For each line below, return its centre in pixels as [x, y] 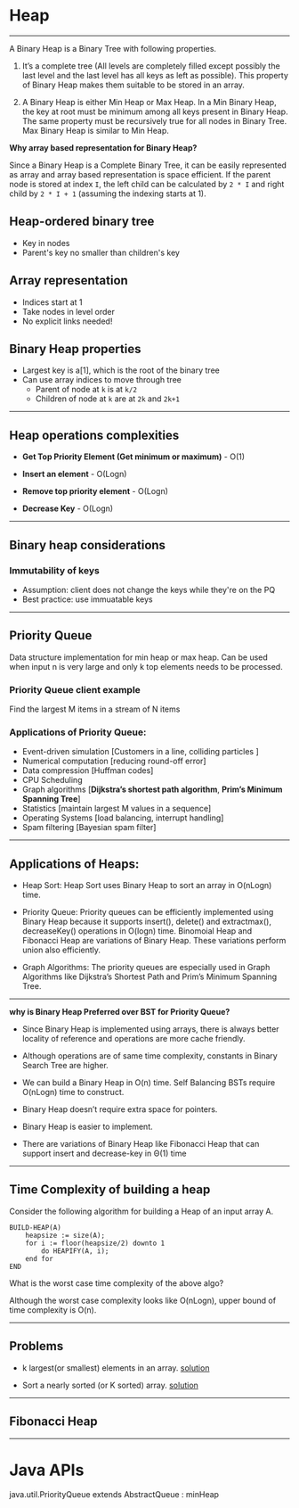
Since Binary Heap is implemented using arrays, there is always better [150, 1029]
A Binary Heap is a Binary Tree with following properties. [113, 48]
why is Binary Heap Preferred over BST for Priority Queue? [120, 1012]
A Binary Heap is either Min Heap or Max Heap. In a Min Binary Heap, [149, 102]
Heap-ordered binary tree [82, 222]
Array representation [69, 280]
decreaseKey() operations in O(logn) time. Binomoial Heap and [137, 931]
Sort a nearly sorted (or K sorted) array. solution [110, 1385]
